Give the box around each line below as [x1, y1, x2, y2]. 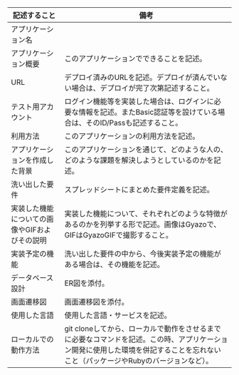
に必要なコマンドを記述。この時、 [64, 334, 179, 344]
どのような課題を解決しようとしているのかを [64, 155, 214, 165]
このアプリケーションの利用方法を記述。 [64, 131, 200, 141]
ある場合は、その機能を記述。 [64, 260, 165, 269]
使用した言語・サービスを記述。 [64, 310, 172, 320]
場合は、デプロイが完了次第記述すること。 [71, 83, 215, 93]
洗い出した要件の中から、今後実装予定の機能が [64, 249, 222, 259]
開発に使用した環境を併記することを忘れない [71, 345, 222, 355]
